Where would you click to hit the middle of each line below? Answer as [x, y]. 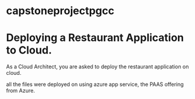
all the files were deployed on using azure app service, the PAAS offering [95, 84]
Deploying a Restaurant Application [95, 38]
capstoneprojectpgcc [60, 11]
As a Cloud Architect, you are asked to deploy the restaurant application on [97, 67]
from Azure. [21, 91]
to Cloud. [29, 50]
